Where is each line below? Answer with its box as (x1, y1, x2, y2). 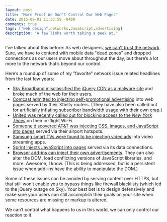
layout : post (5, 7, 33, 13)
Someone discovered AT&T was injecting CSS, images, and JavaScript (12, 123, 158, 129)
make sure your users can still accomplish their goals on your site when (5, 192, 153, 197)
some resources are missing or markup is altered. (5, 197, 108, 203)
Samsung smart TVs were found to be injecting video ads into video (12, 134, 153, 139)
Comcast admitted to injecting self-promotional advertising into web (12, 96, 154, 102)
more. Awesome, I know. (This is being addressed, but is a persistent (12, 161, 155, 166)
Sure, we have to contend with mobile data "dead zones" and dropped (5, 50, 151, 56)
